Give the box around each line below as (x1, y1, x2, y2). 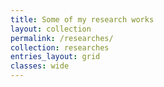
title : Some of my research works (10, 14, 155, 25)
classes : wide (10, 61, 70, 71)
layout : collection (10, 24, 92, 34)
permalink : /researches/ (10, 33, 114, 43)
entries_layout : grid (10, 52, 101, 62)
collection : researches (10, 42, 110, 53)
